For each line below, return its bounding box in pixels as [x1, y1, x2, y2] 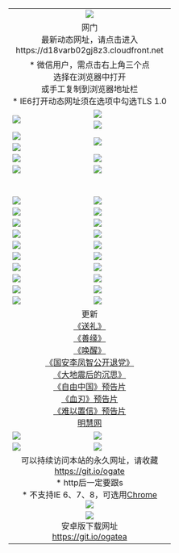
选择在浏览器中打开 [52, 71, 127, 82]
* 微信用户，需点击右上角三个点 [29, 59, 151, 70]
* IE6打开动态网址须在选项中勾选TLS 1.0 [12, 95, 167, 107]
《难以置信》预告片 [52, 405, 127, 417]
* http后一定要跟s [56, 476, 123, 488]
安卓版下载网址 [60, 520, 119, 531]
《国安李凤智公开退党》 [44, 357, 135, 368]
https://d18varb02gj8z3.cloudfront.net [15, 44, 164, 56]
